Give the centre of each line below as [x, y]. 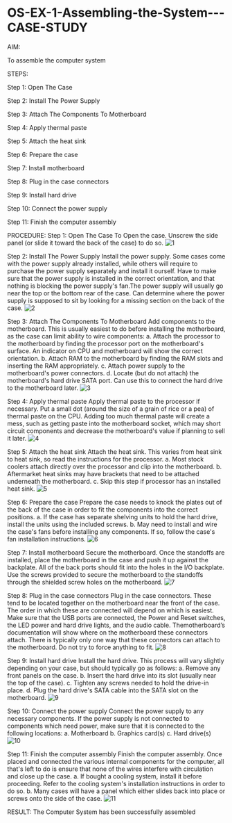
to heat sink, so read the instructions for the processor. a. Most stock [106, 459]
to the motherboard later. [43, 388]
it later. [17, 438]
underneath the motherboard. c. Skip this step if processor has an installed [114, 481]
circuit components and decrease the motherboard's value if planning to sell [116, 431]
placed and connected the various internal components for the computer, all [116, 761]
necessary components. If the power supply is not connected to [98, 718]
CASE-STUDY [47, 27]
